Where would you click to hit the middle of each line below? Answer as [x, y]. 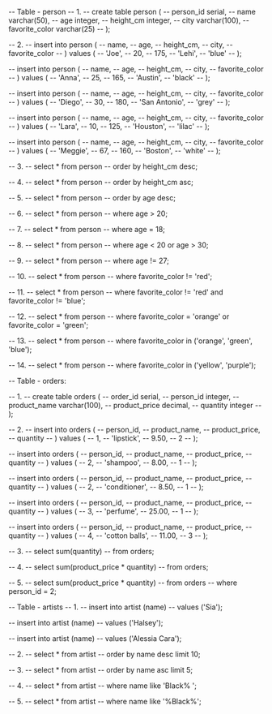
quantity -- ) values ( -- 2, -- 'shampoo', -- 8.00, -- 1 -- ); [103, 462]
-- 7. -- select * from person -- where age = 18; [87, 229]
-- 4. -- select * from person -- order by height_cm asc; [101, 182]
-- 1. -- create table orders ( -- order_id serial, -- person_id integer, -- [124, 396]
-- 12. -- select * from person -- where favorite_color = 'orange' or [119, 316]
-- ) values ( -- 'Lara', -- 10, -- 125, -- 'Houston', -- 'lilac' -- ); [109, 126]
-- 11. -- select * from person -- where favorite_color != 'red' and [116, 292]
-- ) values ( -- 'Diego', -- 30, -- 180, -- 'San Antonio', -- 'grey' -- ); [119, 102]
